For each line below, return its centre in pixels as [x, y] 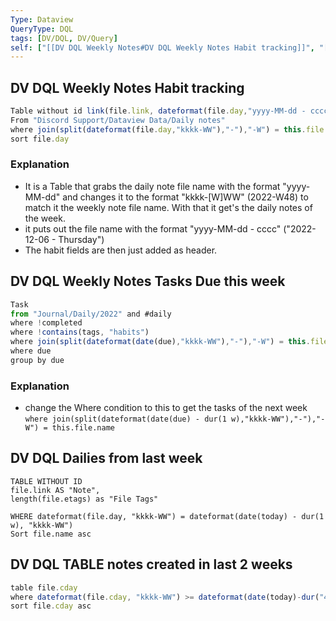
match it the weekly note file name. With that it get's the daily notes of [168, 207]
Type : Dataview [42, 19]
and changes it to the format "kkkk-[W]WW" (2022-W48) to [185, 197]
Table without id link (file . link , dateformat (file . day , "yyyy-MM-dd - [158, 111]
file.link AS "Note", [55, 490]
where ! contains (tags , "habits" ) [80, 332]
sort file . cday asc [51, 606]
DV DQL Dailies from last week [106, 458]
